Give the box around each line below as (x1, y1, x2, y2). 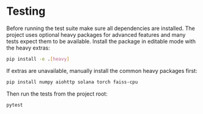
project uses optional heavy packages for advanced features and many (6, 31, 186, 38)
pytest (6, 102, 23, 108)
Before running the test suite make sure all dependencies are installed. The (6, 25, 196, 32)
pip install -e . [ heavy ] (6, 56, 70, 62)
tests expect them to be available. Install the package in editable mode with (6, 37, 196, 45)
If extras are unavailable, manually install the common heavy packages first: (6, 67, 197, 74)
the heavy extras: (6, 44, 50, 51)
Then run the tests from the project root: (6, 90, 108, 97)
